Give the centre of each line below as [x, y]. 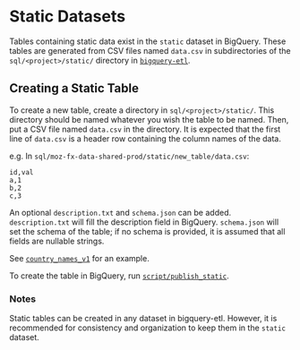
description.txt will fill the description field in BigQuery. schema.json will [144, 222]
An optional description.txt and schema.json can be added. [120, 212]
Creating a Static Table [74, 88]
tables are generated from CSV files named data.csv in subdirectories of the [150, 50]
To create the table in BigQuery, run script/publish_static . [120, 276]
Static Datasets [68, 17]
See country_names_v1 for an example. [79, 258]
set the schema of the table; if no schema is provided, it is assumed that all [147, 231]
